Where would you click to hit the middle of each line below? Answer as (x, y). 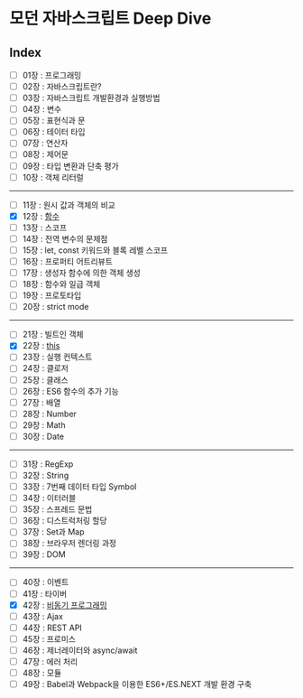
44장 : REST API (52, 628)
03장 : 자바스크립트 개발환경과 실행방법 (91, 98)
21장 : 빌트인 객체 (53, 334)
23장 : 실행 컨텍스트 (57, 357)
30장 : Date (43, 436)
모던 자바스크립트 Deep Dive (110, 19)
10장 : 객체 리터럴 (53, 177)
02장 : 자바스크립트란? (62, 87)
